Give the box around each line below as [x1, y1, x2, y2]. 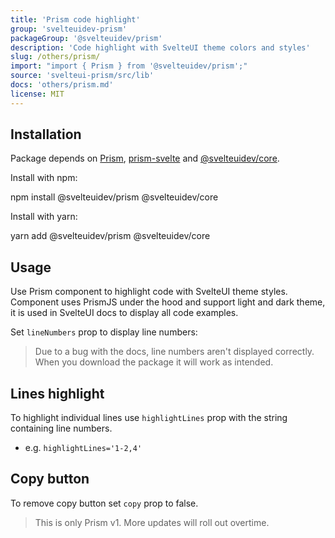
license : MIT [10, 89, 65, 99]
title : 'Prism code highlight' [10, 14, 141, 25]
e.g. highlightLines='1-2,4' [24, 442, 143, 454]
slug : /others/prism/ [10, 52, 101, 62]
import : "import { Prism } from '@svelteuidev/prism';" [10, 61, 248, 71]
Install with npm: [10, 172, 78, 184]
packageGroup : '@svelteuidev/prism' [10, 33, 163, 43]
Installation [10, 126, 82, 143]
